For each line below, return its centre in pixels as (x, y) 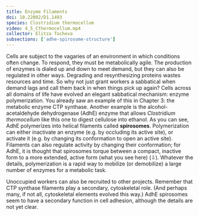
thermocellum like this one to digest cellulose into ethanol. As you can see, (97, 119)
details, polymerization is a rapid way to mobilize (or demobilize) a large (94, 164)
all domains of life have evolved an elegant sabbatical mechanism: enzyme (98, 94)
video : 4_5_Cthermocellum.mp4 (44, 28)
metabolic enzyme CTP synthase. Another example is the (76, 107)
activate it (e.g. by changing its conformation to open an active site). (90, 138)
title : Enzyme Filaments (37, 12)
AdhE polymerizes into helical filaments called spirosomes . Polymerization (97, 126)
